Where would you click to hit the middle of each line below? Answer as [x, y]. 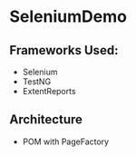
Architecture [46, 120]
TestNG [37, 82]
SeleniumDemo [68, 17]
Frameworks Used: [64, 50]
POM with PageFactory [66, 141]
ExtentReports [49, 91]
